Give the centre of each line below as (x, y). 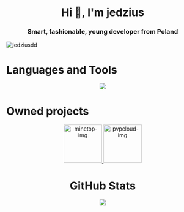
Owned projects (48, 111)
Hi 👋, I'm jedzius (103, 13)
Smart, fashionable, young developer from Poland (103, 32)
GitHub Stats (103, 186)
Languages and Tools (62, 70)
